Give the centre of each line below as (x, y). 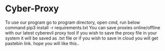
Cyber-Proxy (32, 9)
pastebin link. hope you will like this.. (42, 43)
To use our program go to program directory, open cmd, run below (73, 22)
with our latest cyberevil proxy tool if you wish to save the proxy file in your (81, 33)
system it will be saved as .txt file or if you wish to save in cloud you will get (82, 38)
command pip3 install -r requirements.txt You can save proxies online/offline (83, 27)
